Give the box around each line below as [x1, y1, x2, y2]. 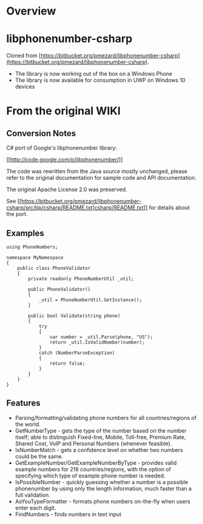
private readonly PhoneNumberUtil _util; [28, 275, 135, 282]
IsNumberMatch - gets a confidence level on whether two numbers [15, 446, 184, 453]
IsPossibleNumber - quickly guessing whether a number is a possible [15, 478, 188, 485]
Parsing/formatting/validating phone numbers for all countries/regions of [15, 414, 197, 421]
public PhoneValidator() [28, 286, 91, 292]
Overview [6, 4, 56, 18]
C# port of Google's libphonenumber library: [6, 144, 117, 152]
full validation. [15, 491, 50, 499]
